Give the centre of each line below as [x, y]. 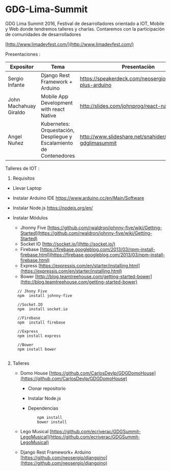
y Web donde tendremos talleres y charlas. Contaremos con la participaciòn [85, 29]
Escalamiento [57, 143]
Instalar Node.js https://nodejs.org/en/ [53, 208]
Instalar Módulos [30, 217]
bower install [52, 422]
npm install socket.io [42, 309]
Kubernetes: [55, 123]
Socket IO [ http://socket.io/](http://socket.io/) [68, 244]
